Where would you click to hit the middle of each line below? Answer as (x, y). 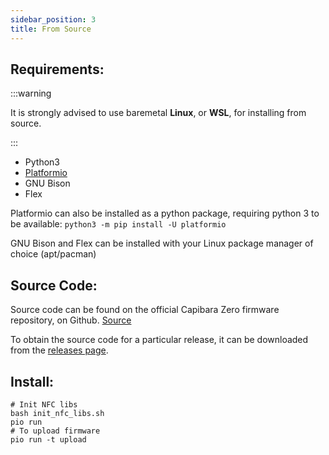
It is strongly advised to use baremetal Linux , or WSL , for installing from (158, 113)
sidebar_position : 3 (53, 19)
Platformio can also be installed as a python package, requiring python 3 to (165, 213)
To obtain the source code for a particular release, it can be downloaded (159, 340)
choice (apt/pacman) (53, 254)
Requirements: (57, 69)
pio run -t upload (48, 439)
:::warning (31, 93)
